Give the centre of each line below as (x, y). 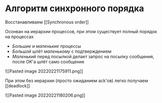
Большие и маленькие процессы (47, 46)
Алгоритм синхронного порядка (75, 9)
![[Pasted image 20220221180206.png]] (45, 95)
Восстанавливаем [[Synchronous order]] (47, 22)
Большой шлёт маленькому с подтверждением (62, 51)
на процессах (20, 37)
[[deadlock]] (18, 85)
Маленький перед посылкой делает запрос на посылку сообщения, (83, 56)
